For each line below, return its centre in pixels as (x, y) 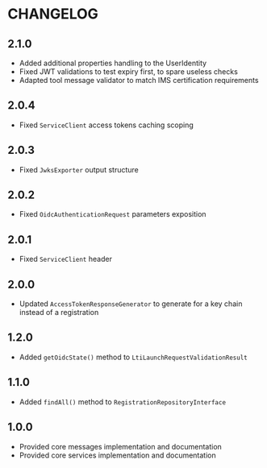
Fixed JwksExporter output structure (79, 169)
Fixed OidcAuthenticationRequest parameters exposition (113, 214)
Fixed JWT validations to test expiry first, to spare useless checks (129, 72)
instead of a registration (59, 313)
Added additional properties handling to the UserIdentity (113, 63)
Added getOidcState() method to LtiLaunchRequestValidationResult (133, 357)
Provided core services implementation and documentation (118, 455)
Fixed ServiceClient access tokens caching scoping (106, 125)
